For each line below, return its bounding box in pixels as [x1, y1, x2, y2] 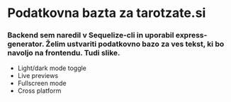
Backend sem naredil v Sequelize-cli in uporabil [7, 30, 174, 40]
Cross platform [17, 86, 62, 95]
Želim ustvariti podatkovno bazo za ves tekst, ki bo [45, 39, 225, 49]
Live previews [17, 72, 59, 80]
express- [175, 30, 208, 40]
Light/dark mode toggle [17, 64, 87, 72]
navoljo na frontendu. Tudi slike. [7, 48, 120, 58]
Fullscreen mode [17, 79, 67, 88]
